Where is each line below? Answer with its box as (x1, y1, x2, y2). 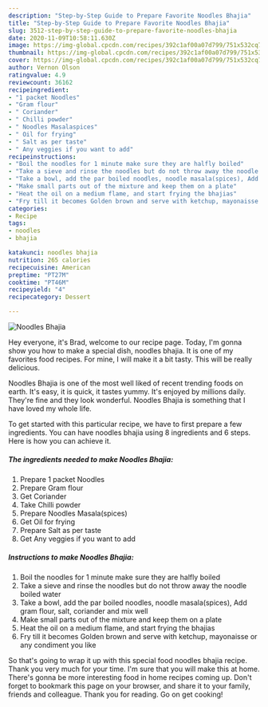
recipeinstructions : (8, 152, 77, 160)
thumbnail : (8, 49, 45, 57)
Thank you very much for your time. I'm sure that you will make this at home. (8, 664, 260, 673)
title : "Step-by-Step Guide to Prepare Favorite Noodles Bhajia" (8, 19, 230, 27)
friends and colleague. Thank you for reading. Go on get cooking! (8, 689, 223, 699)
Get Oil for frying (19, 516, 76, 527)
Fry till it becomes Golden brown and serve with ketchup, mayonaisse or (19, 631, 258, 641)
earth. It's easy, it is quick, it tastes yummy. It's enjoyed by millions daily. (8, 387, 246, 396)
